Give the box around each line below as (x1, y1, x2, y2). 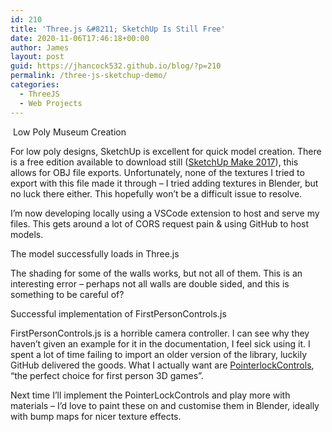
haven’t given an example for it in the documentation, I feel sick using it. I (10, 337, 311, 350)
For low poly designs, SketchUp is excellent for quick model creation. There (10, 145, 322, 157)
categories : (10, 80, 60, 90)
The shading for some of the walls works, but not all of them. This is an (10, 267, 303, 279)
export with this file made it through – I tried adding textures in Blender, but (10, 177, 319, 189)
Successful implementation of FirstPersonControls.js (10, 307, 227, 320)
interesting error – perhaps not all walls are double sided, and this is (10, 277, 290, 290)
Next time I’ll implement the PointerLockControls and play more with (10, 389, 291, 401)
